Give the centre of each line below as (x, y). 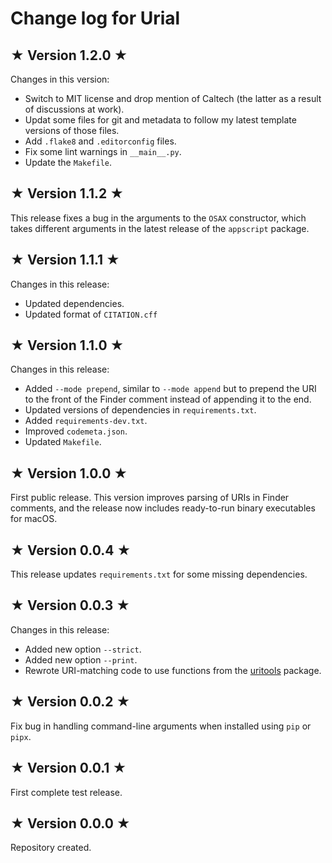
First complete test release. (66, 792)
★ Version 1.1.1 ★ (65, 260)
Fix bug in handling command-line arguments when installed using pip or (161, 726)
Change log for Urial (95, 18)
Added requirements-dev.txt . (86, 421)
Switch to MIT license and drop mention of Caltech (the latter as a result (173, 98)
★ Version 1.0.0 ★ (69, 473)
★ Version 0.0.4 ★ (71, 550)
